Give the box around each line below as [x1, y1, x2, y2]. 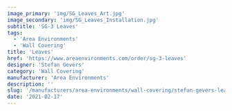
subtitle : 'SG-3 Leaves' [7, 23, 79, 30]
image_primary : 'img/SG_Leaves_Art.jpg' [7, 10, 126, 17]
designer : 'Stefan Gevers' [7, 61, 85, 68]
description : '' [7, 81, 54, 88]
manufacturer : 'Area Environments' [7, 74, 110, 81]
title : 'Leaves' [7, 49, 54, 56]
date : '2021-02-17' [7, 94, 64, 101]
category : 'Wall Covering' [7, 68, 85, 74]
